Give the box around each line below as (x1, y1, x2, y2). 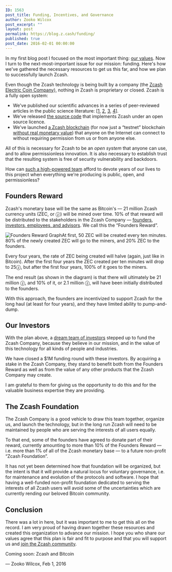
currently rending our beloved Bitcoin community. (5, 490, 110, 496)
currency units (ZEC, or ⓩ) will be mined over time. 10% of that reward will (5, 211, 163, 217)
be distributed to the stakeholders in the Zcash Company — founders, (5, 216, 153, 223)
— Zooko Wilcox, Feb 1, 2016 (5, 561, 67, 567)
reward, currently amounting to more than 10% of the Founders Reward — (5, 442, 162, 449)
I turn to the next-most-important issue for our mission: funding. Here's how (5, 60, 166, 67)
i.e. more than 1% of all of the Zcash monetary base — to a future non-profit (5, 448, 166, 454)
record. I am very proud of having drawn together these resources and (5, 525, 155, 530)
